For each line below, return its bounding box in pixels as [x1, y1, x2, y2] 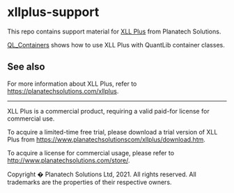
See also [7, 61, 45, 73]
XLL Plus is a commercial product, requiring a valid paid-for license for [7, 107, 210, 115]
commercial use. [7, 114, 55, 123]
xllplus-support [7, 4, 100, 20]
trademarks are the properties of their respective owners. [7, 178, 172, 186]
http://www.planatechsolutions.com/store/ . [7, 156, 130, 164]
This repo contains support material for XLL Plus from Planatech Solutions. [7, 27, 221, 36]
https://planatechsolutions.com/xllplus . [7, 86, 119, 95]
